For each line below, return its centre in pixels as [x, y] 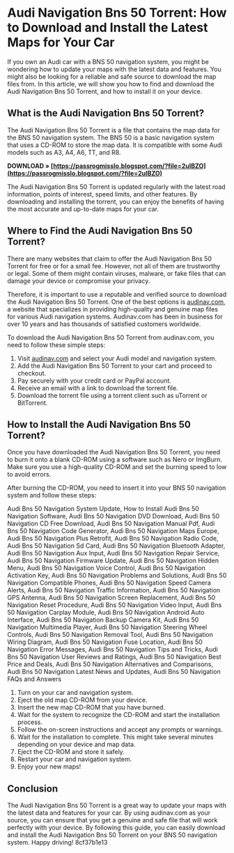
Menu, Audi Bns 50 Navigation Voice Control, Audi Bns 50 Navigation [106, 568]
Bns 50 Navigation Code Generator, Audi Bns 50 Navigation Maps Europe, [113, 531]
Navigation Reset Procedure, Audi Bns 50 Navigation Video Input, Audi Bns [115, 605]
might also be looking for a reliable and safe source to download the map [112, 76]
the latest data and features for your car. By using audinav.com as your [109, 813]
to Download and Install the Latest [108, 28]
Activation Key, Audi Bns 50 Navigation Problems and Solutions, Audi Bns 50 [117, 576]
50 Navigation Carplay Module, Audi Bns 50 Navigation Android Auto [106, 613]
